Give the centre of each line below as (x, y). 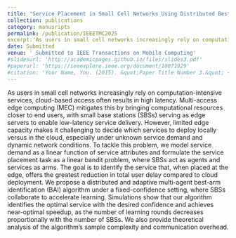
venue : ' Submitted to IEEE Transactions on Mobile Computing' (102, 53)
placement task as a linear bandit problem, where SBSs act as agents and (114, 159)
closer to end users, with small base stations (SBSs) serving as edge (106, 115)
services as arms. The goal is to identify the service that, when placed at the (118, 167)
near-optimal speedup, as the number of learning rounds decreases (105, 212)
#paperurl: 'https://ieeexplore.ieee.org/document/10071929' (99, 66)
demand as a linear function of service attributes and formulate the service (116, 152)
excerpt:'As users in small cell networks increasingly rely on (103, 40)
